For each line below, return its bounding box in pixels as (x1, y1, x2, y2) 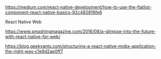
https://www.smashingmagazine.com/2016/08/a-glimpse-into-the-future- (5, 29, 156, 34)
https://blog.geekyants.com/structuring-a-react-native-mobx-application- (5, 43, 157, 49)
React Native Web (5, 19, 42, 25)
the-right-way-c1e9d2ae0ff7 (5, 49, 63, 54)
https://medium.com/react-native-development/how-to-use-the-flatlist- (5, 4, 152, 10)
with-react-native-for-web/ (5, 34, 60, 39)
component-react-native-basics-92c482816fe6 (5, 9, 103, 15)
